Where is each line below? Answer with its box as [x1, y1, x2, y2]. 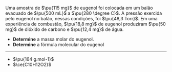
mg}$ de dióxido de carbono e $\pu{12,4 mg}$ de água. [5, 26, 124, 32]
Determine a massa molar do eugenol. [12, 36, 94, 42]
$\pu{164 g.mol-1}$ [12, 56, 54, 62]
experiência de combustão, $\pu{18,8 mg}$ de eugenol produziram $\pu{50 [5, 21, 166, 27]
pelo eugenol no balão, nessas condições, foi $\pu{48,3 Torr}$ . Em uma [5, 16, 158, 21]
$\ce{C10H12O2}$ [12, 61, 52, 67]
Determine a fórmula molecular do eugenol [12, 42, 104, 48]
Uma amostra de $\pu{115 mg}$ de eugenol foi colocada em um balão [5, 5, 153, 11]
